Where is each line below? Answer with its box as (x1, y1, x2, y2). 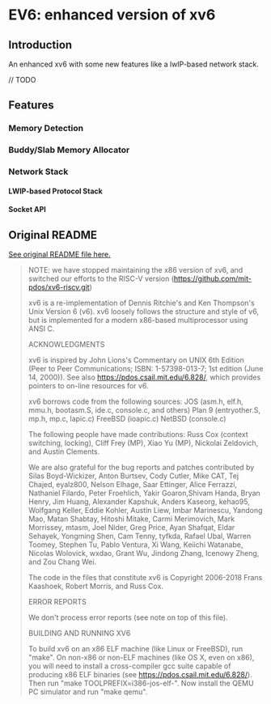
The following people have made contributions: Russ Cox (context (28, 430, 248, 439)
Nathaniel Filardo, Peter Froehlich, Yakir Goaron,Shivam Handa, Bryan (28, 488, 260, 498)
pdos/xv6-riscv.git (28, 282, 91, 292)
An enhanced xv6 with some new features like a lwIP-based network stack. (8, 59, 259, 69)
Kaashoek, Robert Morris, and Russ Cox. (28, 581, 164, 592)
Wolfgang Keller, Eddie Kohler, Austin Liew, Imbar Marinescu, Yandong (28, 506, 263, 515)
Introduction (8, 38, 73, 52)
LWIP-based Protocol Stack (8, 186, 103, 196)
